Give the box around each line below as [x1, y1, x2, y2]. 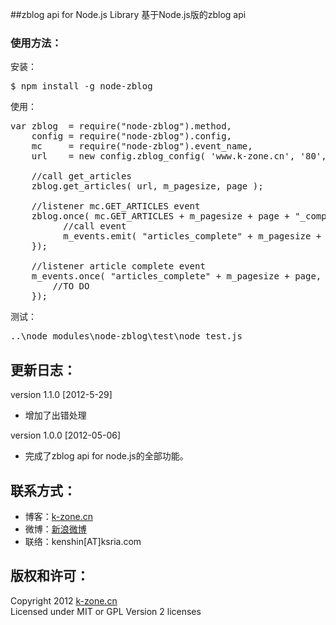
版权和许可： [10, 568, 90, 585]
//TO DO [52, 281, 90, 292]
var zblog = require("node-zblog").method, [10, 121, 233, 132]
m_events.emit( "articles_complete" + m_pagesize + [63, 231, 322, 242]
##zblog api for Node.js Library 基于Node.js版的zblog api [10, 9, 247, 20]
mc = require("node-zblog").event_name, [31, 141, 253, 152]
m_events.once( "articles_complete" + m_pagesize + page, [31, 271, 322, 282]
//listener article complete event [31, 261, 206, 272]
